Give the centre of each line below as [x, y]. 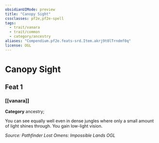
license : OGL [18, 45]
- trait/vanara [25, 28]
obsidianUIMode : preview [30, 9]
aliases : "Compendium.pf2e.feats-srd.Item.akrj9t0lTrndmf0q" [68, 41]
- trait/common [25, 32]
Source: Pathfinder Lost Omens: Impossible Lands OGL [60, 135]
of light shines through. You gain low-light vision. [54, 126]
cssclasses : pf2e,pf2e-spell [34, 18]
